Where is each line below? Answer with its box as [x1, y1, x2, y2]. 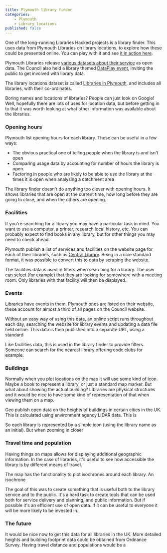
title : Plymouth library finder [5, 7, 72, 12]
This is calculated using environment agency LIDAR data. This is [5, 412, 137, 418]
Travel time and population [5, 440, 71, 447]
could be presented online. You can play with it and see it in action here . [5, 50, 153, 56]
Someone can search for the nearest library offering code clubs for [5, 347, 143, 353]
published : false [5, 26, 41, 31]
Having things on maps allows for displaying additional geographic [5, 451, 142, 457]
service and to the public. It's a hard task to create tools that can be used [5, 492, 156, 498]
